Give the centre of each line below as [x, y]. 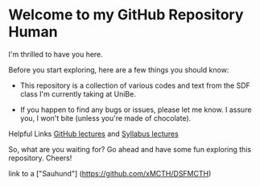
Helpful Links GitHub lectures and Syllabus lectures [93, 134]
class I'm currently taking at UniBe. [78, 93]
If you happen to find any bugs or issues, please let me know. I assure [136, 110]
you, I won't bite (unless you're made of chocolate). [105, 118]
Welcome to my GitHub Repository [126, 15]
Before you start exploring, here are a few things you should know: [119, 69]
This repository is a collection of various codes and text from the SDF [135, 85]
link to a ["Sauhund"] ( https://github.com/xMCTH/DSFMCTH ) [110, 173]
